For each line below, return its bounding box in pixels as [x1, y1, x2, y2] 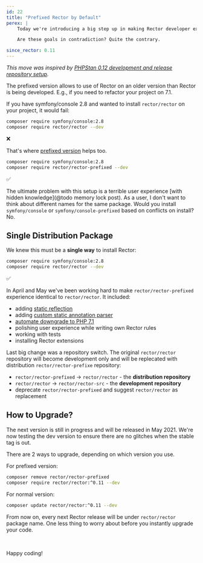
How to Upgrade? [6, 410, 74, 420]
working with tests [14, 330, 62, 338]
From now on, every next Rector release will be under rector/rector [6, 513, 176, 520]
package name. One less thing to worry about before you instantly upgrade [6, 520, 193, 527]
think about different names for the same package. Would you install [6, 200, 176, 207]
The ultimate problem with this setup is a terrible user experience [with [6, 187, 182, 195]
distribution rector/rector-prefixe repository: [6, 362, 121, 369]
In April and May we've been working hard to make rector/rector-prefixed [6, 287, 194, 294]
